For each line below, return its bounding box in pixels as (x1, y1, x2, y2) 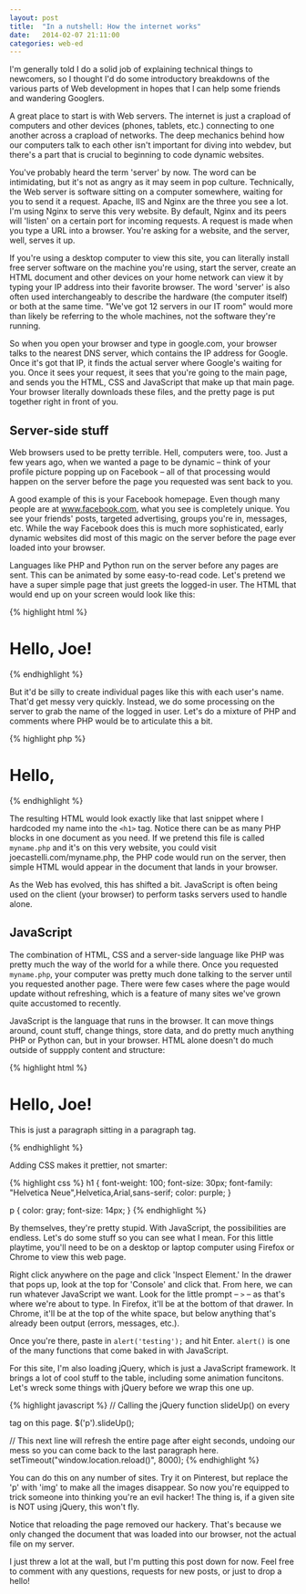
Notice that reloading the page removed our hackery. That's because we (9, 1518, 282, 1529)
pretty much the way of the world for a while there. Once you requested (9, 959, 280, 970)
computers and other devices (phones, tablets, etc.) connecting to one (9, 120, 275, 131)
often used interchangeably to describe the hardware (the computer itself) (9, 291, 289, 302)
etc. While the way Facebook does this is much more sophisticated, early (9, 523, 284, 534)
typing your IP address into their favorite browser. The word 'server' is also (9, 282, 291, 293)
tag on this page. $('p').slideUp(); (9, 1417, 135, 1428)
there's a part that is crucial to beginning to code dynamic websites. (9, 150, 265, 161)
